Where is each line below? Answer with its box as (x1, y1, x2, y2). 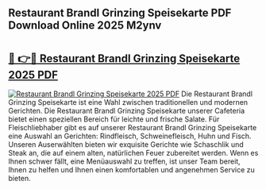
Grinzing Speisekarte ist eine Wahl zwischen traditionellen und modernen (8, 98, 249, 106)
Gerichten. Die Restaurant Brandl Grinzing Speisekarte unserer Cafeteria (8, 106, 245, 115)
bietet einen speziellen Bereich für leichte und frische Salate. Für (8, 114, 220, 124)
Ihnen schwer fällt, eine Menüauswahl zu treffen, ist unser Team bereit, (8, 156, 241, 166)
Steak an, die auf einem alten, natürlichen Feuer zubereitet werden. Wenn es (8, 148, 259, 157)
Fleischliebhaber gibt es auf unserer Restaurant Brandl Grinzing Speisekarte (8, 123, 257, 132)
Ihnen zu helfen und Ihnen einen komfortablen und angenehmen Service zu (8, 165, 256, 174)
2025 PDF (8, 67, 58, 82)
